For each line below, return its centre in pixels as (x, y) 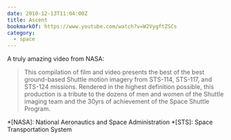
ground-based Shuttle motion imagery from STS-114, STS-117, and (118, 79)
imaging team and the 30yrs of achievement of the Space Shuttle (117, 101)
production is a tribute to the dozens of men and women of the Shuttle (124, 94)
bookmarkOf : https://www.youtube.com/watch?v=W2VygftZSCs (92, 26)
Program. (37, 109)
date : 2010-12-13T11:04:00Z (48, 13)
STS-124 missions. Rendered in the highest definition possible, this (119, 87)
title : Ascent (28, 20)
